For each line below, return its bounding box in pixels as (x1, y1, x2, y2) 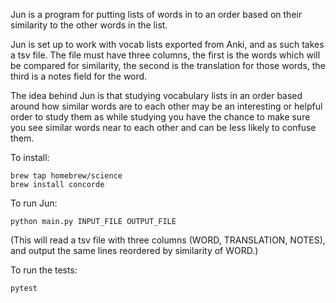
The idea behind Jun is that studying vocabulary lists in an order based (10, 90, 303, 101)
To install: (10, 152, 50, 163)
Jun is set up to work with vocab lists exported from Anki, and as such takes (10, 39, 325, 50)
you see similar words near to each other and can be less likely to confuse (10, 122, 317, 133)
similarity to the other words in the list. (10, 19, 168, 31)
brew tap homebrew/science (10, 171, 123, 181)
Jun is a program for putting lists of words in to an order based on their (10, 9, 303, 20)
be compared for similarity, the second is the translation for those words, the (10, 60, 326, 71)
